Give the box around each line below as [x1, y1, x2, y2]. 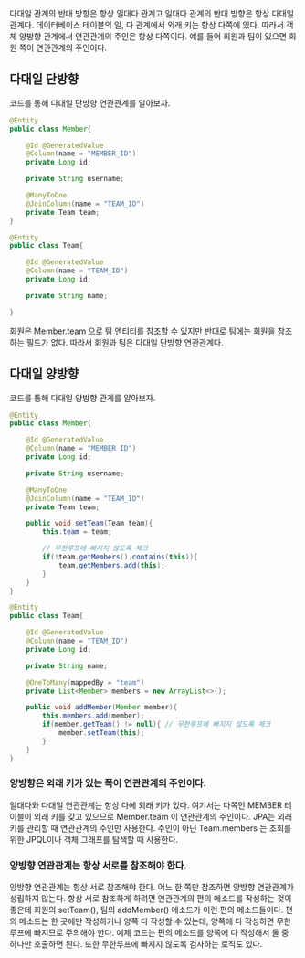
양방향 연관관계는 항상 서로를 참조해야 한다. [9, 858, 187, 871]
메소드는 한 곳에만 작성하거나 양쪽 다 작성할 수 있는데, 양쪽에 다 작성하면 [18, 916, 275, 927]
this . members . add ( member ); [42, 711, 145, 720]
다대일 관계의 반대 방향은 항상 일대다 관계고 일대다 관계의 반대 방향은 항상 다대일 [9, 8, 295, 18]
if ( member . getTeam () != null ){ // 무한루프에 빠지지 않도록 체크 [42, 720, 271, 729]
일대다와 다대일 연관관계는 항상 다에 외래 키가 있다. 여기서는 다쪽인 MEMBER [9, 799, 283, 811]
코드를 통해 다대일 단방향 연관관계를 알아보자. [9, 97, 171, 108]
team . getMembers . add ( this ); [58, 560, 166, 569]
